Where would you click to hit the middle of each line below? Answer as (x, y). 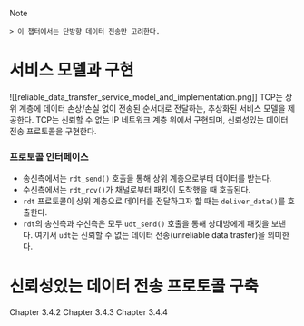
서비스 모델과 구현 (72, 70)
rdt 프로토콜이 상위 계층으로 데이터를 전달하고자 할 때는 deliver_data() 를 (154, 201)
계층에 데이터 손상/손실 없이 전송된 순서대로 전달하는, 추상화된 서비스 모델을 (152, 108)
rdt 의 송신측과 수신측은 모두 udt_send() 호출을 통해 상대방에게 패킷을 (146, 224)
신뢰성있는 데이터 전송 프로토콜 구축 (134, 286)
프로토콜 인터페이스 (49, 156)
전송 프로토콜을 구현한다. (53, 131)
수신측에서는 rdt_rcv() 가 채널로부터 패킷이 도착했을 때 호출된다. (137, 190)
